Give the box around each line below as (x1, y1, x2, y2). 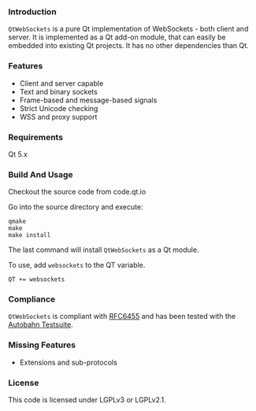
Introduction (8, 6, 57, 17)
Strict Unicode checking (19, 103, 98, 113)
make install (8, 231, 51, 239)
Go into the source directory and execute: (8, 202, 143, 212)
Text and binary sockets (19, 87, 98, 96)
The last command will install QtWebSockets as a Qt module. (8, 245, 199, 254)
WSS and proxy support (19, 112, 98, 121)
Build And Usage (8, 168, 73, 180)
